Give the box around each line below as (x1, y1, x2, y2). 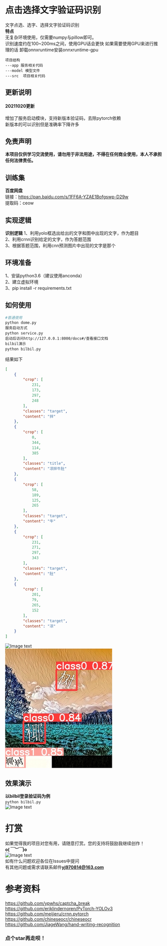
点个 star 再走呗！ (5, 935, 46, 942)
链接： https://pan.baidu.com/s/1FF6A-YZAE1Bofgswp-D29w (5, 194, 129, 200)
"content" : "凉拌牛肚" (23, 466, 67, 471)
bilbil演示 (5, 341, 26, 346)
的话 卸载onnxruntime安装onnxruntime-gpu (9, 47, 98, 53)
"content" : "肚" (23, 571, 56, 576)
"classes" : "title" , (23, 461, 66, 466)
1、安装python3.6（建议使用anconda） (5, 272, 85, 278)
